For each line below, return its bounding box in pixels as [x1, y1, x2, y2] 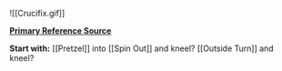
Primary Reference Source [9, 25, 112, 35]
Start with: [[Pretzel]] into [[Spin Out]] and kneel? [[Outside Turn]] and [9, 43, 275, 54]
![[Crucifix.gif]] [9, 8, 65, 18]
